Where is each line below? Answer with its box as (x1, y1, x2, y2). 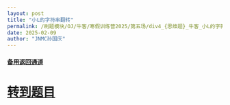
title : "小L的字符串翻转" (7, 16, 74, 23)
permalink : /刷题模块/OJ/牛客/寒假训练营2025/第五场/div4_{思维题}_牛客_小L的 (7, 23, 216, 30)
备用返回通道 (7, 58, 43, 66)
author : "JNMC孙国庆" (7, 36, 66, 43)
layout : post (7, 10, 44, 17)
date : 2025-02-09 (7, 29, 57, 36)
